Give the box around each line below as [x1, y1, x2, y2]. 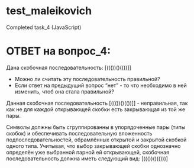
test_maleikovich [6, 4, 92, 18]
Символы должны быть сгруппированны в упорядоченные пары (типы [6, 123, 186, 131]
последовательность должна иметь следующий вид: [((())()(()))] [6, 155, 169, 162]
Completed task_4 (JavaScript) [6, 24, 82, 31]
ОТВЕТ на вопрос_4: [6, 44, 111, 58]
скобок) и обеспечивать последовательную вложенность [6, 130, 153, 137]
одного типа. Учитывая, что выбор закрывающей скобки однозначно [6, 142, 181, 149]
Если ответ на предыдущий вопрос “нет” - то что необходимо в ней [14, 82, 187, 89]
